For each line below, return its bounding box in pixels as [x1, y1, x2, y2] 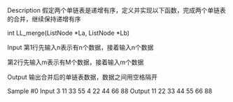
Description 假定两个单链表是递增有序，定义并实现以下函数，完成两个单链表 [7, 6, 226, 14]
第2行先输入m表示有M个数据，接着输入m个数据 [7, 58, 144, 66]
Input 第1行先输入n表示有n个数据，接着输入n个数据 [7, 43, 154, 51]
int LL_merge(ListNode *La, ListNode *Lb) [7, 29, 130, 37]
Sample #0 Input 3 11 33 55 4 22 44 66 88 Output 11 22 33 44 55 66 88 [7, 87, 213, 95]
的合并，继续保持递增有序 [7, 15, 81, 23]
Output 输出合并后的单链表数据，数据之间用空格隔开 [7, 73, 157, 81]
